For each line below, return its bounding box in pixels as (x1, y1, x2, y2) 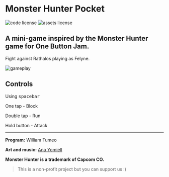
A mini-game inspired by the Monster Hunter (5, 34, 148, 43)
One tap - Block (5, 103, 38, 109)
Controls (5, 80, 33, 88)
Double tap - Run (5, 113, 41, 119)
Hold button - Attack (5, 122, 48, 128)
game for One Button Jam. (5, 42, 90, 51)
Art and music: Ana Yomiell (5, 146, 62, 152)
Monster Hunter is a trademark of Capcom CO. (5, 156, 105, 162)
